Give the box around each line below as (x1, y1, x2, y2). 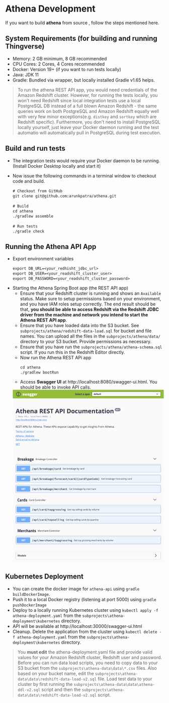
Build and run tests (5, 144, 65, 153)
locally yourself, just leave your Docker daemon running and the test (17, 124, 159, 130)
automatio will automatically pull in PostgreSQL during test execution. (17, 130, 161, 136)
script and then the (41, 686, 81, 692)
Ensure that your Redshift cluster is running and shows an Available (20, 290, 161, 296)
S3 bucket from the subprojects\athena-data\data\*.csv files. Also (17, 665, 157, 671)
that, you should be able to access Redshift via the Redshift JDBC (20, 306, 159, 312)
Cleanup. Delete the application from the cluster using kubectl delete (12, 628, 157, 634)
